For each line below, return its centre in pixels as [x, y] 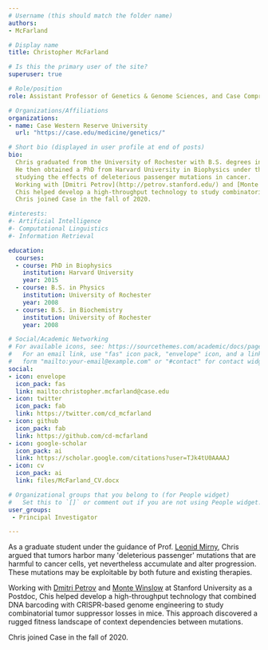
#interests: [28, 214]
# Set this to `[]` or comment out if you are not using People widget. [135, 502]
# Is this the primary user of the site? [78, 67]
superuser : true [35, 74]
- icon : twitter [35, 399]
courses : [30, 258]
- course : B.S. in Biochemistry [69, 310]
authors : [23, 23]
